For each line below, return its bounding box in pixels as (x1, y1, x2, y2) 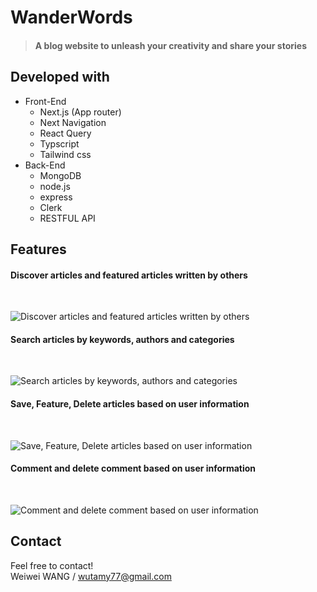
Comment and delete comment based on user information (10, 462, 257, 475)
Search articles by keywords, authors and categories (10, 333, 235, 345)
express (39, 191, 73, 203)
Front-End (24, 95, 67, 107)
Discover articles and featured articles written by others (10, 269, 248, 281)
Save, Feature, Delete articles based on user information (10, 397, 250, 410)
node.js (39, 180, 71, 192)
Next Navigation (39, 116, 107, 128)
